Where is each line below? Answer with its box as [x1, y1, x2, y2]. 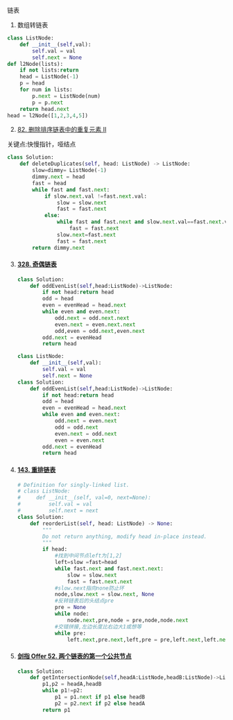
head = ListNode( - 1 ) [19, 74, 79, 80]
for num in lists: [19, 86, 73, 93]
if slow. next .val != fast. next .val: [44, 193, 148, 200]
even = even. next [54, 436, 105, 444]
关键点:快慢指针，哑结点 [7, 140, 76, 148]
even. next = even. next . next [54, 321, 136, 328]
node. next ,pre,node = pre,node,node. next [67, 617, 189, 624]
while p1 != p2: [42, 687, 83, 694]
